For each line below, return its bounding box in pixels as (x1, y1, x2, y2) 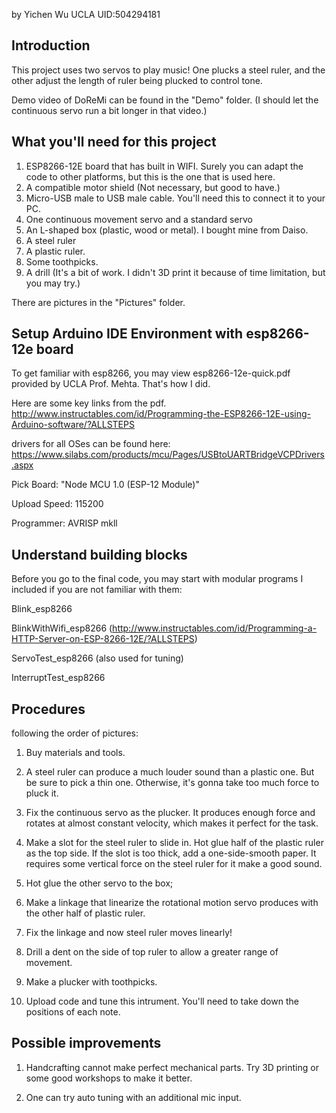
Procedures (11, 700, 86, 718)
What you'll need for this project (11, 134, 217, 151)
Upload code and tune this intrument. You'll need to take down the (25, 995, 299, 1008)
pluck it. (25, 787, 59, 799)
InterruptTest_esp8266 (11, 672, 106, 684)
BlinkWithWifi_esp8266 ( (11, 622, 113, 634)
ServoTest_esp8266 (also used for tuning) (11, 652, 184, 664)
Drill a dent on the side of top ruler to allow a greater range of (25, 946, 279, 958)
